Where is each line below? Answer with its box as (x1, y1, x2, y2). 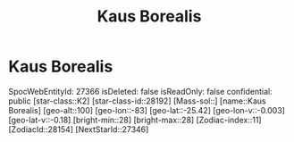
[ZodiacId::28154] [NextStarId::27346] (8, 123, 149, 135)
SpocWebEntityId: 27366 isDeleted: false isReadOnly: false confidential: (8, 86, 273, 96)
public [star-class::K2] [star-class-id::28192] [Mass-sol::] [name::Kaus (8, 96, 266, 106)
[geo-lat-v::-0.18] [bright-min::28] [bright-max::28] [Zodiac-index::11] (8, 114, 262, 125)
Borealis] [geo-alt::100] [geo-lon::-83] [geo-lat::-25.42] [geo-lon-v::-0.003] (8, 104, 285, 115)
